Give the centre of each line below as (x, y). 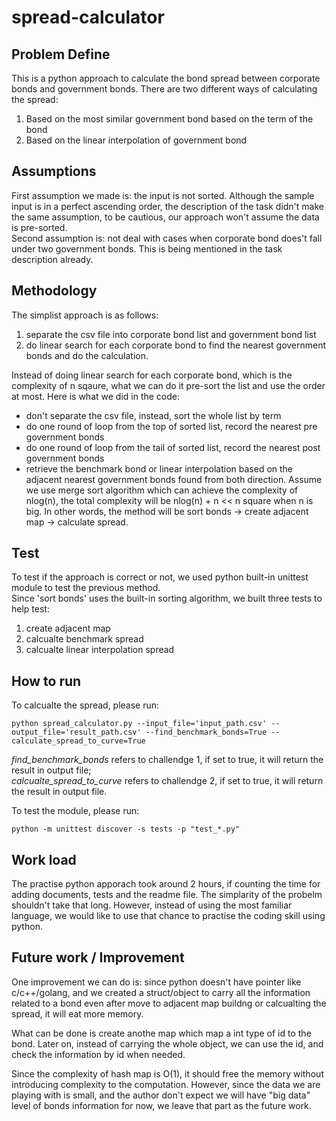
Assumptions (54, 171)
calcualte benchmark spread (84, 639)
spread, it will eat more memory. (77, 1013)
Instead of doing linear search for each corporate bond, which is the (152, 375)
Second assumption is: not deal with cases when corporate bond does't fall (167, 238)
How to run (46, 681)
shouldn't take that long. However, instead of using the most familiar (152, 905)
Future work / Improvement (98, 957)
